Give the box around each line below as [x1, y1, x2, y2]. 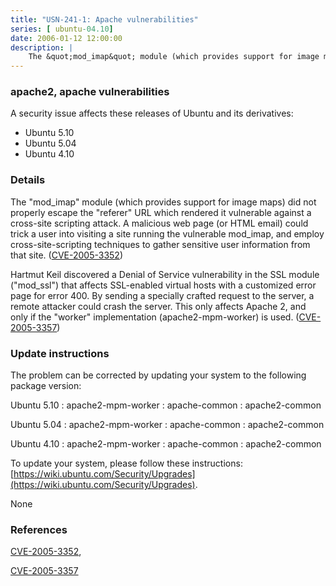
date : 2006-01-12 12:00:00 [10, 33, 123, 43]
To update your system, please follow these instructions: [10, 457, 243, 470]
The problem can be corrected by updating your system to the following [10, 369, 307, 381]
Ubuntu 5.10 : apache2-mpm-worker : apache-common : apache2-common [10, 399, 322, 411]
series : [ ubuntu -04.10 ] [10, 24, 114, 34]
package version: [10, 380, 82, 392]
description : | [10, 42, 74, 53]
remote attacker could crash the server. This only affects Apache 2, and [10, 300, 307, 312]
